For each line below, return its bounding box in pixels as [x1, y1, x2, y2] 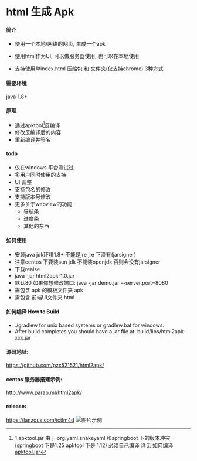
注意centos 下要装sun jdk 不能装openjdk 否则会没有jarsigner [14, 258, 161, 265]
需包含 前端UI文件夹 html [14, 293, 75, 300]
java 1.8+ [6, 93, 28, 100]
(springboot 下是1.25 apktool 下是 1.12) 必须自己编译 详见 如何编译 [14, 442, 174, 449]
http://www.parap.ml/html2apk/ [6, 389, 82, 396]
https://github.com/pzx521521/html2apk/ [6, 361, 104, 369]
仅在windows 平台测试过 [14, 163, 74, 170]
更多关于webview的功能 [14, 200, 73, 207]
